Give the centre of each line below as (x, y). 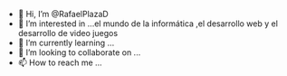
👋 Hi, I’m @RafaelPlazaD (63, 14)
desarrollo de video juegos (68, 33)
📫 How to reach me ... (60, 62)
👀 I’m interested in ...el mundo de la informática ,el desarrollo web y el (148, 24)
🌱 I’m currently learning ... (66, 43)
